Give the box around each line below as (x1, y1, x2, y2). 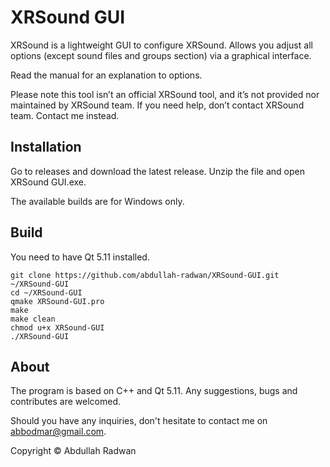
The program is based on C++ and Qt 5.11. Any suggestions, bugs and (10, 385, 298, 397)
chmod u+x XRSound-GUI (10, 322, 105, 333)
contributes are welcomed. (10, 396, 122, 408)
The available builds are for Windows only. (10, 195, 185, 207)
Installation (10, 139, 82, 156)
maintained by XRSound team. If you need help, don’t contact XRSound (10, 99, 305, 111)
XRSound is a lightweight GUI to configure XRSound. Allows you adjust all (10, 39, 313, 51)
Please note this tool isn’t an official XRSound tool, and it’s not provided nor (10, 88, 320, 100)
